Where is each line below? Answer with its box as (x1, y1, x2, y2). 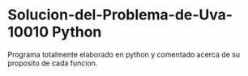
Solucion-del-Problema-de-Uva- (7, 6, 233, 24)
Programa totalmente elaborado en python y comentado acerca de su (7, 49, 241, 59)
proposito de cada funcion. (7, 58, 98, 68)
